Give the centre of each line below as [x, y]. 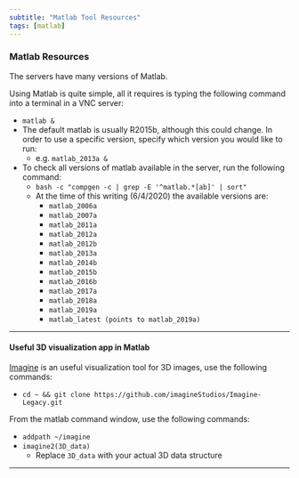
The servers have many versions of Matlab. [89, 76]
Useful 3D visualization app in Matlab [80, 347]
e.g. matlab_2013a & [72, 158]
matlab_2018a [73, 300]
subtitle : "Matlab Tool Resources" [75, 17]
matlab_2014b [73, 263]
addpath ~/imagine [56, 437]
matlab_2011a [73, 225]
